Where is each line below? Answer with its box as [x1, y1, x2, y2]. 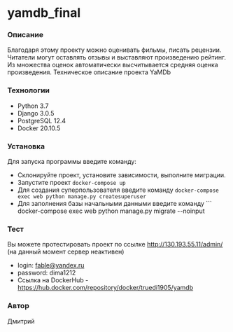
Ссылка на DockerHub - [17, 276, 89, 284]
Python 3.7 [17, 102, 49, 110]
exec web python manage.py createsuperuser [17, 193, 147, 200]
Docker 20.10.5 [17, 124, 61, 132]
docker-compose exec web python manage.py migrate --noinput [17, 207, 205, 215]
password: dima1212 [17, 268, 76, 277]
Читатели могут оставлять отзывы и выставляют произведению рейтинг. [7, 53, 226, 62]
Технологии [7, 85, 50, 95]
